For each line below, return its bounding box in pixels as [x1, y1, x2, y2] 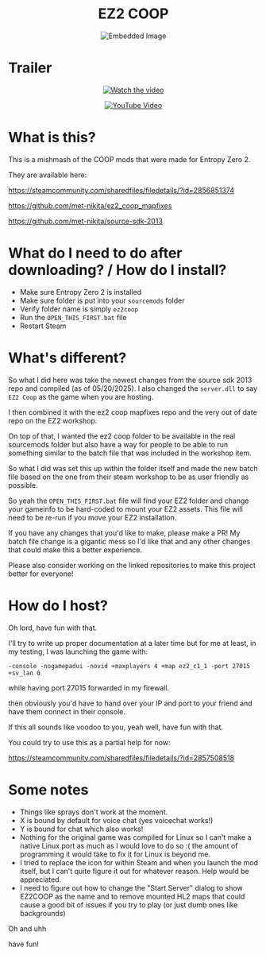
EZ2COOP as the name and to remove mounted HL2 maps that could [19, 891, 245, 901]
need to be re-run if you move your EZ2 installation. [8, 512, 177, 522]
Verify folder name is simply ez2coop [19, 304, 139, 314]
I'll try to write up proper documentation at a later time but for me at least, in [8, 638, 256, 648]
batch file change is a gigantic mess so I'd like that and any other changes [8, 536, 251, 546]
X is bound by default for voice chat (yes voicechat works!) [19, 815, 214, 825]
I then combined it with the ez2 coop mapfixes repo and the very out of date [8, 407, 258, 417]
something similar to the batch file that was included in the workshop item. [8, 448, 252, 458]
